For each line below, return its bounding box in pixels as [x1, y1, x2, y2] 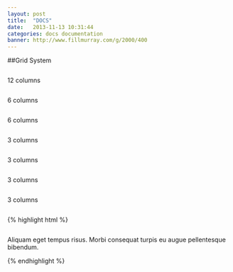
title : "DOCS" [7, 17, 53, 24]
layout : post [7, 10, 46, 18]
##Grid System [7, 56, 52, 64]
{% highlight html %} [7, 215, 69, 224]
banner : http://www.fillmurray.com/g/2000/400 [7, 37, 148, 44]
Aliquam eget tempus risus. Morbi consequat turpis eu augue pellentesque [7, 235, 226, 244]
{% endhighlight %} [7, 256, 65, 266]
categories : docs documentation [7, 30, 103, 38]
